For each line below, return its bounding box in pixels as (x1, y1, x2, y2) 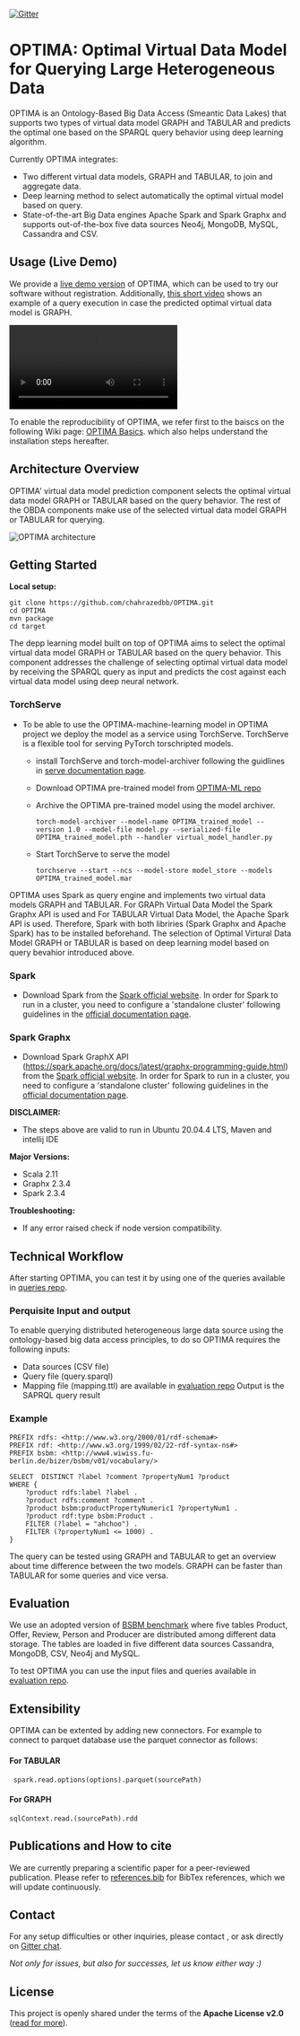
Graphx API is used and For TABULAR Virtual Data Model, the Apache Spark (9, 908, 289, 920)
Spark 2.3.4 (21, 1188, 66, 1199)
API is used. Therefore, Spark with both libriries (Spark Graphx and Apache (9, 918, 287, 929)
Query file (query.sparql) (21, 1371, 114, 1382)
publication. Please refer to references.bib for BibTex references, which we (9, 1872, 286, 1882)
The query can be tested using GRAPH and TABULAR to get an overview (9, 1550, 277, 1562)
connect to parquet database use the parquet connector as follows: (9, 1734, 258, 1746)
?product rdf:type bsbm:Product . (25, 1512, 154, 1520)
